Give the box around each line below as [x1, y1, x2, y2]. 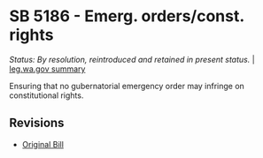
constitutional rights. [9, 90, 84, 101]
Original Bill [21, 139, 65, 149]
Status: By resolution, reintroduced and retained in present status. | [9, 54, 255, 64]
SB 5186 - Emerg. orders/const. [9, 6, 245, 26]
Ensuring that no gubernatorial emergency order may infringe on [9, 80, 245, 91]
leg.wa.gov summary [9, 64, 86, 74]
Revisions [9, 116, 65, 131]
